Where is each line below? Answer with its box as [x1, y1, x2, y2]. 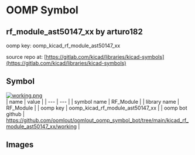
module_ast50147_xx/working [6, 123, 77, 130]
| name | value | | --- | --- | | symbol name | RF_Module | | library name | [6, 98, 180, 105]
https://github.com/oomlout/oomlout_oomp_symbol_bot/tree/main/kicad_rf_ [6, 117, 189, 124]
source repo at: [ [6, 54, 46, 60]
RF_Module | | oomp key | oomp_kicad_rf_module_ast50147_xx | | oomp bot [6, 104, 187, 111]
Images [6, 140, 34, 150]
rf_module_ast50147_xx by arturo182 [6, 27, 143, 37]
